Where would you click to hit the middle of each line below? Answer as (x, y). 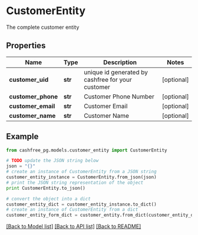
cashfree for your (108, 80)
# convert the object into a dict (49, 198)
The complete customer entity (43, 27)
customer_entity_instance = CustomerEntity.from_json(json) (82, 177)
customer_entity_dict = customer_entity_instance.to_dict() (82, 204)
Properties (26, 46)
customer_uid (29, 80)
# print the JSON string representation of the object (75, 183)
